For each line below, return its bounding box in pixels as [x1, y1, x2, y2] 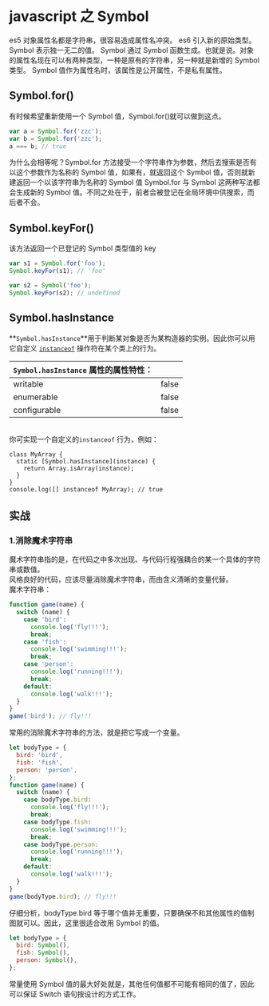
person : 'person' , [16, 766, 78, 774]
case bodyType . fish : [23, 818, 92, 826]
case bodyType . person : [23, 840, 99, 848]
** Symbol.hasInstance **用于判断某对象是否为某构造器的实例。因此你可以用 [9, 333, 255, 343]
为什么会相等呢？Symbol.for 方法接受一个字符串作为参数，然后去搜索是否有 [9, 158, 257, 167]
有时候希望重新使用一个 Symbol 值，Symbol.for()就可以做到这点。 [9, 111, 226, 121]
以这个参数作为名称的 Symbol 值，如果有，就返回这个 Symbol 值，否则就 [9, 167, 248, 177]
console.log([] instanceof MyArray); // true [9, 485, 163, 493]
